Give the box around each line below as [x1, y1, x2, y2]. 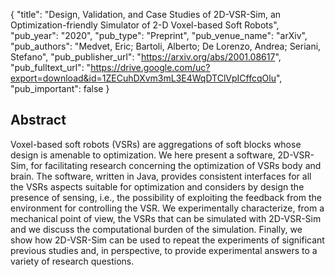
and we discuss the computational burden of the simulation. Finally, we [10, 223, 303, 235]
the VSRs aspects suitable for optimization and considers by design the [10, 180, 305, 193]
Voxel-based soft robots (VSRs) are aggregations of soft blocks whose [10, 138, 302, 150]
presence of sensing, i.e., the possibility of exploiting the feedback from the [10, 191, 322, 203]
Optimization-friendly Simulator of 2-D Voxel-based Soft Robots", [10, 19, 280, 31]
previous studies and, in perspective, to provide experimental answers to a [10, 244, 318, 256]
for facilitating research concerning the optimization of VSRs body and [30, 159, 322, 171]
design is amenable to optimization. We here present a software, [10, 149, 276, 161]
